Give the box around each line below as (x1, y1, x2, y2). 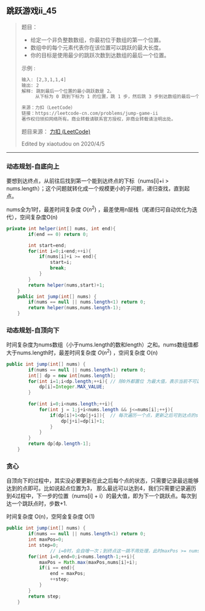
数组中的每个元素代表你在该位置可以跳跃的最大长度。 (30, 43, 165, 51)
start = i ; (49, 259, 72, 266)
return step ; (28, 593, 62, 599)
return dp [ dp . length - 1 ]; (28, 441, 92, 447)
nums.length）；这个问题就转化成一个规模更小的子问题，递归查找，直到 (6, 185, 185, 192)
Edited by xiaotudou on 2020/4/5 (21, 140, 105, 147)
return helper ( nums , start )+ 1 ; (28, 282, 105, 288)
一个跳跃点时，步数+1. (11, 500, 67, 507)
